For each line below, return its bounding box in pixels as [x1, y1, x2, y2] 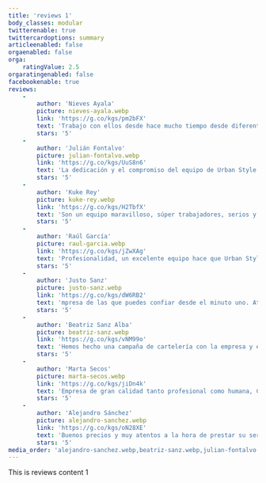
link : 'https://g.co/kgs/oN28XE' [36, 424, 147, 432]
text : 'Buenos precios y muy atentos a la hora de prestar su [36, 431, 246, 439]
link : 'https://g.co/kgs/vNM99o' [36, 336, 147, 344]
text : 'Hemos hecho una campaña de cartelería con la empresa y [36, 343, 253, 351]
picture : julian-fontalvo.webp [36, 151, 140, 159]
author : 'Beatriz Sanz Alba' [36, 321, 133, 329]
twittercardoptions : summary [8, 33, 104, 42]
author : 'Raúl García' [36, 233, 112, 241]
